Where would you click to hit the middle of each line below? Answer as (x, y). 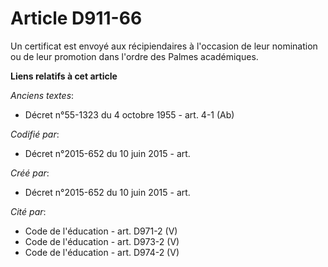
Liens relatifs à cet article (64, 76)
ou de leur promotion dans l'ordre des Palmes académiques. (134, 56)
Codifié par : (35, 134)
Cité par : (28, 211)
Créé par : (30, 173)
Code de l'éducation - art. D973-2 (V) (102, 241)
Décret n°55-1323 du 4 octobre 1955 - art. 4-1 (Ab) (129, 114)
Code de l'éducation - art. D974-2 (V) (102, 252)
